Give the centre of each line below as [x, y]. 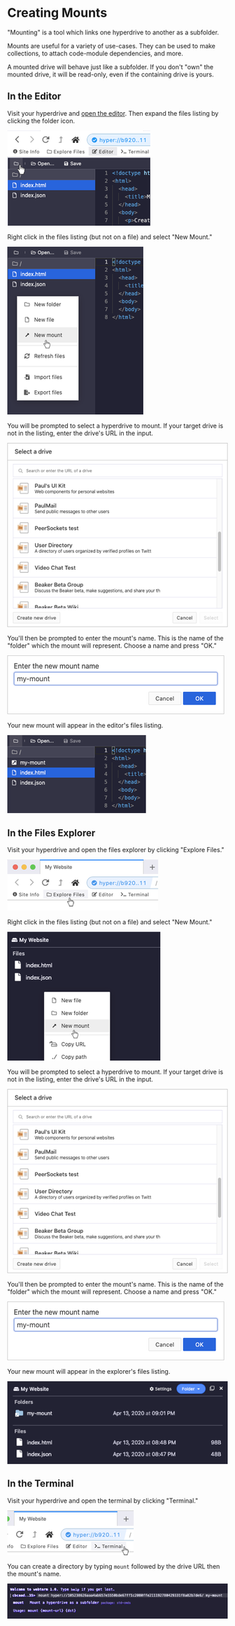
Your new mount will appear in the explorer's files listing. [89, 1372]
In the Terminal [41, 1484]
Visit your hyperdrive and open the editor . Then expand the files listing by [113, 113]
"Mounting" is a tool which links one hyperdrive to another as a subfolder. [113, 32]
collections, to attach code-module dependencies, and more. [95, 53]
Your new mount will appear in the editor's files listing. [85, 725]
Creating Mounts [57, 13]
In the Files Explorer [51, 833]
